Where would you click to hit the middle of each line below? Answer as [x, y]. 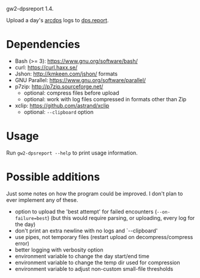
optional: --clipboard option [59, 112]
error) [22, 243]
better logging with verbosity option [59, 250]
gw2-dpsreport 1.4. [30, 9]
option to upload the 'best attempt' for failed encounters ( [86, 211]
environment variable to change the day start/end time [82, 256]
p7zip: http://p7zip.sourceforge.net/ [59, 86]
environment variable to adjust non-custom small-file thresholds [94, 268]
